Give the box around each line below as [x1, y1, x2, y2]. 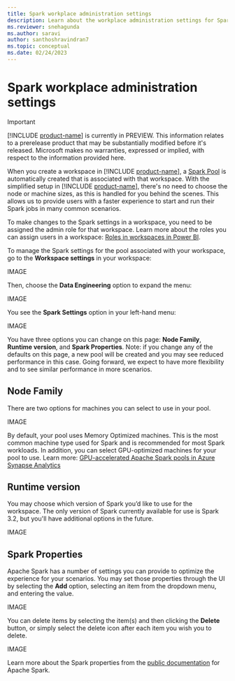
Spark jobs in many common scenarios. [7, 204, 121, 212]
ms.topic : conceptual [7, 43, 71, 50]
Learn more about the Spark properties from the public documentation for [7, 659, 220, 667]
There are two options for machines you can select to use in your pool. [7, 404, 211, 412]
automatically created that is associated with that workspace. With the [7, 174, 210, 183]
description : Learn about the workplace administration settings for [7, 17, 215, 24]
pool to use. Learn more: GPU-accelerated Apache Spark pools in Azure [7, 453, 215, 462]
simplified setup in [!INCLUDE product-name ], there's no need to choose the [7, 181, 228, 190]
